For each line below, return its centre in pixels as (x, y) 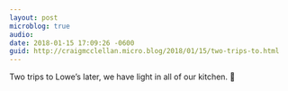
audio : (22, 34)
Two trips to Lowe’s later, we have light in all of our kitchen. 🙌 (122, 77)
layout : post (34, 18)
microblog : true (40, 26)
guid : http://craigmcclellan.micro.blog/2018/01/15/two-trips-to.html (144, 51)
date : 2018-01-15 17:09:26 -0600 (72, 43)
